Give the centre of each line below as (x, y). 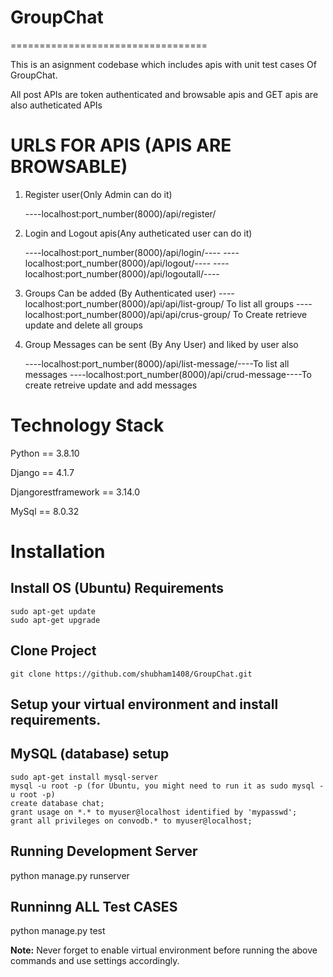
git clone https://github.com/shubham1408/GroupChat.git (131, 674)
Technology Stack (87, 425)
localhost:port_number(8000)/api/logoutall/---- (122, 273)
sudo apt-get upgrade (55, 620)
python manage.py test (58, 931)
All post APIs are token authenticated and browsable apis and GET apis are (164, 94)
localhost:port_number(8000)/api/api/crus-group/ (127, 314)
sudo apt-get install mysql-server (84, 777)
